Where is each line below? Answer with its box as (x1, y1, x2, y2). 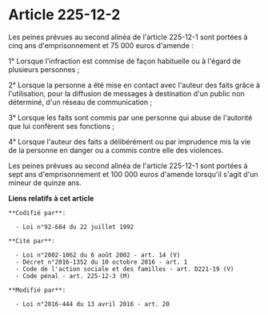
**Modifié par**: (8, 286, 66, 294)
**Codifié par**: (8, 208, 66, 217)
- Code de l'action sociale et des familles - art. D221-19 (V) (15, 265, 234, 273)
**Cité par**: (8, 236, 56, 245)
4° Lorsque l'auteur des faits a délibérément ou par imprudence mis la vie (8, 136, 251, 146)
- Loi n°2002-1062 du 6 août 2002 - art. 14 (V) (15, 251, 181, 259)
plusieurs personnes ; (8, 64, 80, 74)
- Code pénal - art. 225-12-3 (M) (15, 272, 130, 280)
